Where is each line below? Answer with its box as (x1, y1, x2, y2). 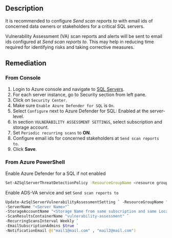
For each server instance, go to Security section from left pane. (12, 91, 147, 97)
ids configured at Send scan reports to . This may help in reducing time (5, 38, 155, 45)
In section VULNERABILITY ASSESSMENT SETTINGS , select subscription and (12, 118, 163, 125)
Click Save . (12, 146, 37, 152)
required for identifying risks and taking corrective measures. (5, 44, 135, 50)
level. (12, 113, 25, 120)
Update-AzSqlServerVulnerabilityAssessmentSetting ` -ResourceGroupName (5, 200, 164, 205)
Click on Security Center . (12, 97, 68, 103)
